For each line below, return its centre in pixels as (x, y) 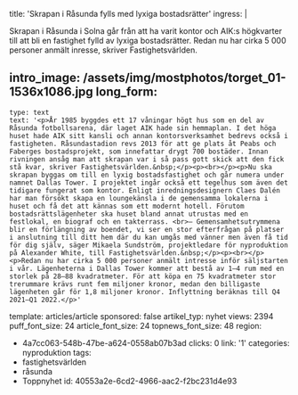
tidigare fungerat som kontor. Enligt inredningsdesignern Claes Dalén (145, 190)
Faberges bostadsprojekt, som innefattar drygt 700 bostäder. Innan (139, 152)
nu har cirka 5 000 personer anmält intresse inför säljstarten (167, 260)
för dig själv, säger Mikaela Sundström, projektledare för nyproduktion (149, 245)
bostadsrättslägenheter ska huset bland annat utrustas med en (129, 214)
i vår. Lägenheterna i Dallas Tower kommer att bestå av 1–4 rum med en (147, 268)
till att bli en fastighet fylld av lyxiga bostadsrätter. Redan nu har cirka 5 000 (148, 41)
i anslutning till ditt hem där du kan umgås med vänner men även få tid (149, 237)
